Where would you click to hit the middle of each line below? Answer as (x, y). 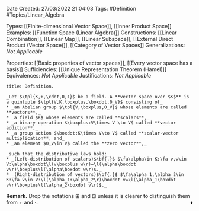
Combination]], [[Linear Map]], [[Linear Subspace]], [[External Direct (90, 39)
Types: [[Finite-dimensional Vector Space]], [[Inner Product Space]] (89, 26)
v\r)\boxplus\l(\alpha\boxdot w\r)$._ (54, 170)
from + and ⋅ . (22, 202)
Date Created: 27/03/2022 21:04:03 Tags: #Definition (71, 9)
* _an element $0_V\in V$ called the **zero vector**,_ (76, 143)
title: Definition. (30, 87)
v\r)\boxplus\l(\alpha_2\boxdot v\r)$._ (57, 185)
